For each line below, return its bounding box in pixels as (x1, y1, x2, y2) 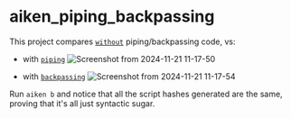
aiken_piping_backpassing (9, 6, 215, 27)
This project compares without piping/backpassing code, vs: (9, 36, 236, 47)
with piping (22, 53, 66, 64)
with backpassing (22, 70, 86, 82)
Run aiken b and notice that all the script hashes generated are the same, (9, 88, 283, 99)
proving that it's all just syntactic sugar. (9, 97, 155, 109)
